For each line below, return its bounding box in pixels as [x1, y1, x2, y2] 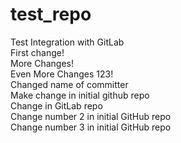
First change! [10, 46, 65, 58]
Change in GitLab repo [10, 99, 103, 112]
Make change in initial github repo [10, 89, 150, 101]
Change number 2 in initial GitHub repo [10, 110, 172, 122]
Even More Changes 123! [10, 68, 114, 80]
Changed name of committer [10, 78, 129, 90]
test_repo [10, 3, 92, 26]
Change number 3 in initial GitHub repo [10, 121, 172, 133]
